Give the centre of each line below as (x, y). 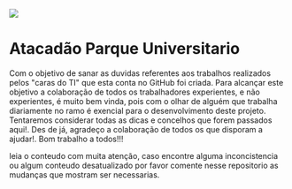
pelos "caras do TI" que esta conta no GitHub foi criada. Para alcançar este (146, 82)
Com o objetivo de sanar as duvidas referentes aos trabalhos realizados (140, 73)
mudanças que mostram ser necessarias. (85, 174)
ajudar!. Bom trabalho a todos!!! (66, 139)
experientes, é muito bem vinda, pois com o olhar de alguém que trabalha (143, 101)
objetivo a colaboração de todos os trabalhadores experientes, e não (135, 92)
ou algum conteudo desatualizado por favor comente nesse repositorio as (144, 165)
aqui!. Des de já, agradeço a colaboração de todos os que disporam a (136, 129)
